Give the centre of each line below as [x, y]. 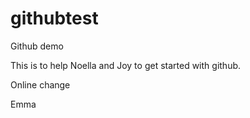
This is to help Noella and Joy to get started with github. [126, 65]
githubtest [54, 18]
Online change [40, 84]
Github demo [37, 46]
